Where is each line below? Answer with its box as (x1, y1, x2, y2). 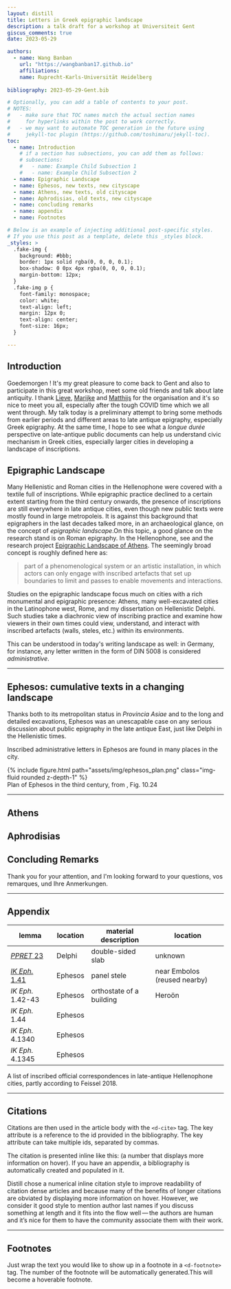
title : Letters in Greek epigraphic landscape (7, 17, 143, 23)
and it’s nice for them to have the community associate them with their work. (7, 1216, 223, 1224)
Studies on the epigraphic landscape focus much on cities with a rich (7, 590, 203, 598)
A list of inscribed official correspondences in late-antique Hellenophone (7, 1071, 213, 1080)
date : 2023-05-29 (7, 36, 57, 43)
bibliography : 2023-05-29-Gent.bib (7, 87, 109, 94)
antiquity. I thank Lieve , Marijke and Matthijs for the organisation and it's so (7, 393, 220, 401)
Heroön (155, 990, 180, 1000)
